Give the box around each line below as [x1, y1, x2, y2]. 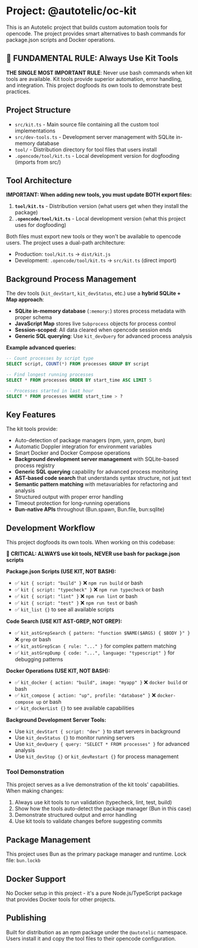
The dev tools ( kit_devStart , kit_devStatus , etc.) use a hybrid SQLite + [6, 290, 181, 297]
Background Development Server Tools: [6, 716, 106, 723]
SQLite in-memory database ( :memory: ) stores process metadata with [14, 307, 186, 314]
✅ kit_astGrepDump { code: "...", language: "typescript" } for [14, 649, 175, 657]
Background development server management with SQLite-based [14, 456, 179, 463]
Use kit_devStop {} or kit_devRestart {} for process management [14, 753, 179, 760]
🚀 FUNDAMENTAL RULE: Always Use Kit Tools [6, 53, 178, 63]
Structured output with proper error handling [14, 494, 124, 501]
